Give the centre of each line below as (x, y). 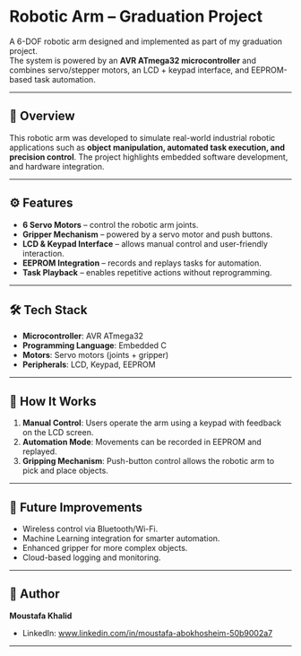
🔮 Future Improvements (76, 507)
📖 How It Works (53, 401)
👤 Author (34, 594)
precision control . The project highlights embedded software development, (149, 157)
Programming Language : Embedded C (95, 345)
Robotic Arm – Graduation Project (136, 17)
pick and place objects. (65, 471)
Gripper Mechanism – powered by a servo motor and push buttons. (147, 234)
